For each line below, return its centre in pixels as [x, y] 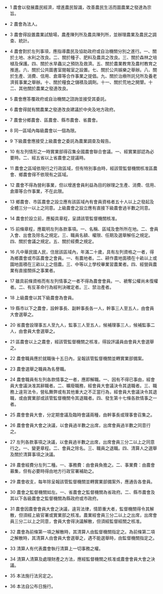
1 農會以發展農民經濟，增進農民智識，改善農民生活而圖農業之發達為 [78, 7]
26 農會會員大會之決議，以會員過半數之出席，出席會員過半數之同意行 [80, 425]
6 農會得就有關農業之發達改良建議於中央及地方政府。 [64, 109]
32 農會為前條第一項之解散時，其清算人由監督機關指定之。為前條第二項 [82, 532]
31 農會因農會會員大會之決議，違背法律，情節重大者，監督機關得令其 [80, 509]
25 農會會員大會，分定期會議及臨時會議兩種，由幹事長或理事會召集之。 [82, 415]
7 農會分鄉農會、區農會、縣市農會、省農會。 [55, 120]
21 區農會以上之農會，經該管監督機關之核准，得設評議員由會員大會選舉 [82, 342]
